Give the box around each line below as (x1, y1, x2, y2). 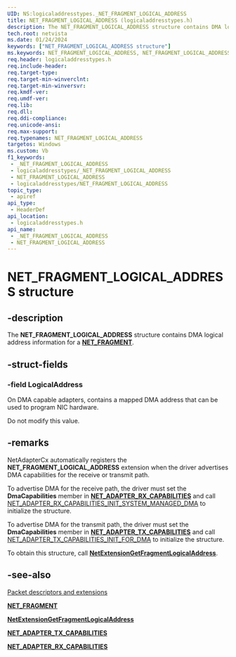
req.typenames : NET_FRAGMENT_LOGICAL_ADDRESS (7, 134, 143, 141)
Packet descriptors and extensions (7, 587, 107, 596)
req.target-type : (7, 69, 58, 76)
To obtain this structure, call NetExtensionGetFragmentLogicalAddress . (7, 549, 218, 557)
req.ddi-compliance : (7, 115, 68, 122)
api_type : (7, 200, 37, 207)
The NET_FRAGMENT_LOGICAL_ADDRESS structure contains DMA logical (7, 331, 223, 339)
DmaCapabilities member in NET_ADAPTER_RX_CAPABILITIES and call (7, 491, 216, 500)
